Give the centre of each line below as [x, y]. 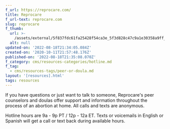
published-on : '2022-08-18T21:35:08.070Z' [51, 57]
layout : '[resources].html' [35, 76]
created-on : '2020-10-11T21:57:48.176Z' [49, 52]
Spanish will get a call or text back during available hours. [65, 121]
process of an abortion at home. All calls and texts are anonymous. [75, 105]
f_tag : [12, 66]
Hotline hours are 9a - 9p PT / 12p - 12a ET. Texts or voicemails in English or [84, 115]
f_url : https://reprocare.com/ [38, 10]
